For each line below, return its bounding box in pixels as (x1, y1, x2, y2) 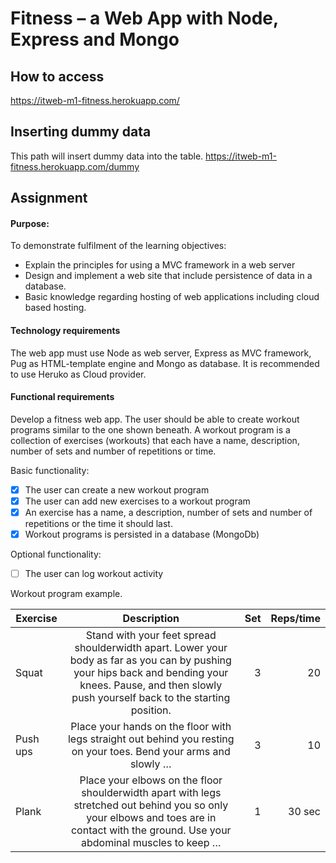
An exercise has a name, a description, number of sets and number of (24, 506, 313, 518)
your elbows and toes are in (86, 811, 217, 825)
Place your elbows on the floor (79, 773, 223, 787)
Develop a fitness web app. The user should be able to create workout (10, 413, 300, 425)
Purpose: (10, 217, 50, 229)
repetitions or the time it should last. (24, 518, 173, 529)
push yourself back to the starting (71, 691, 231, 705)
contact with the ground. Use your (70, 823, 232, 837)
